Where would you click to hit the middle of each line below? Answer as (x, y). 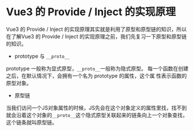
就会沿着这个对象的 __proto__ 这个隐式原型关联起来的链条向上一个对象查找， (97, 115)
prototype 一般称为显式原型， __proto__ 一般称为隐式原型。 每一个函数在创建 (97, 68)
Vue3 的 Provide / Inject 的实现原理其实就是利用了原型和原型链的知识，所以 (96, 29)
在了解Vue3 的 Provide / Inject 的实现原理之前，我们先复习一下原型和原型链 (96, 36)
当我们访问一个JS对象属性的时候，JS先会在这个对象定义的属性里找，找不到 (96, 108)
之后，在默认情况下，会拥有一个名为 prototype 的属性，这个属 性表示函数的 (97, 76)
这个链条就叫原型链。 (31, 122)
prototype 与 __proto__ (42, 56)
